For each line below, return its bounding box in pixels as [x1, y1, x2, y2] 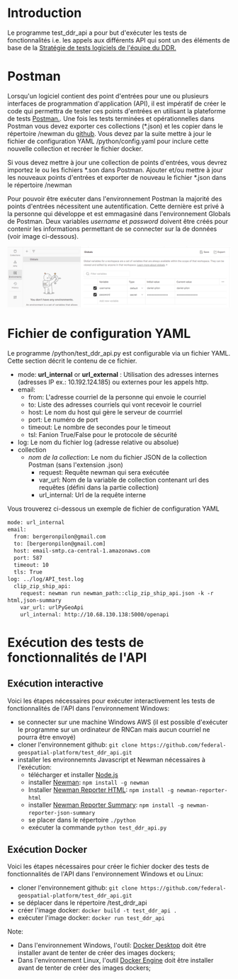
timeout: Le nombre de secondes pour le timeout [28, 423, 171, 431]
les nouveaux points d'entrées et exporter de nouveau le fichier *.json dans [7, 173, 227, 181]
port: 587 [13, 554, 42, 561]
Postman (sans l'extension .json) [28, 460, 124, 469]
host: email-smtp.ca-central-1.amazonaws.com [13, 547, 151, 554]
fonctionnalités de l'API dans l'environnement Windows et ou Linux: [7, 870, 204, 878]
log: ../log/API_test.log [7, 575, 84, 582]
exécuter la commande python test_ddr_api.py [28, 823, 167, 832]
